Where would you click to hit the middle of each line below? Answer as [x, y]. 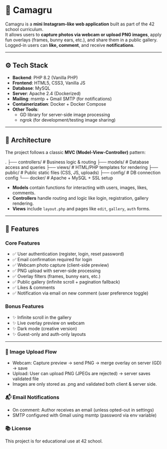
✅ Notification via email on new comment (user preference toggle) [80, 293]
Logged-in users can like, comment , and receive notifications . [70, 45]
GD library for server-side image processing [65, 115]
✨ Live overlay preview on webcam [48, 323]
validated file [25, 379]
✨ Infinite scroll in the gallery [42, 317]
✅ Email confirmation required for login [52, 260]
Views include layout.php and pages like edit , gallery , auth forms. [81, 208]
